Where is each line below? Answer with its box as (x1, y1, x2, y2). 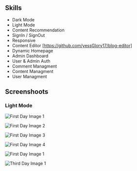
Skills (5, 4, 22, 12)
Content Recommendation (12, 27, 65, 33)
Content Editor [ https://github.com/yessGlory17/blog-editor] (12, 42, 133, 48)
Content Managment (12, 68, 53, 74)
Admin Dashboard (12, 53, 49, 59)
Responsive (12, 37, 35, 43)
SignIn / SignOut (12, 32, 45, 38)
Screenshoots (5, 87, 49, 96)
